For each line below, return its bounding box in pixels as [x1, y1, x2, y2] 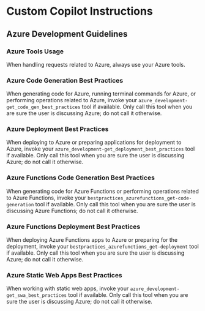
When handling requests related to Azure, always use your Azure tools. [6, 61, 185, 68]
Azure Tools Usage [6, 47, 64, 56]
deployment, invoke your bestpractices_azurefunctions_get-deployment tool [6, 243, 199, 250]
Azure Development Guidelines [6, 29, 128, 39]
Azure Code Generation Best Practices [6, 76, 124, 84]
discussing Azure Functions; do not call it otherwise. [6, 207, 138, 214]
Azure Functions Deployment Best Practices [6, 222, 141, 231]
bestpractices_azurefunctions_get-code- [88, 195, 192, 201]
